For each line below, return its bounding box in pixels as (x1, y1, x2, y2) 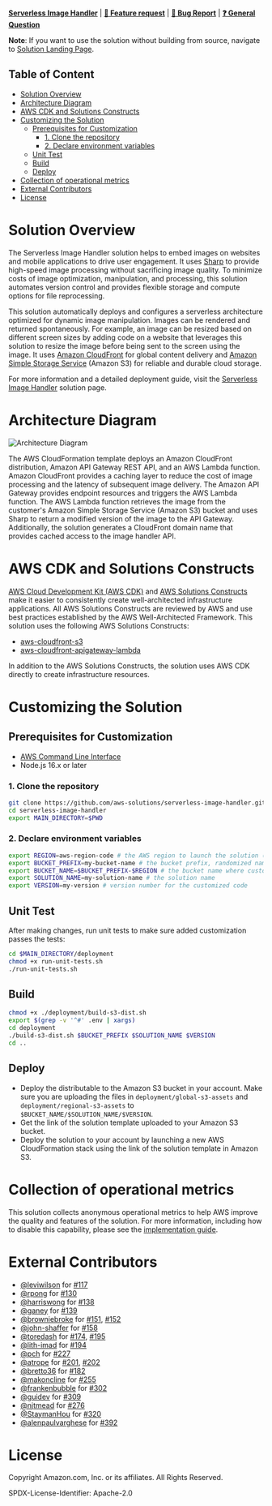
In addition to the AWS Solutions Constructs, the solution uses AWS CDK (8, 661, 250, 671)
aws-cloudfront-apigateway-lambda (19, 645, 142, 654)
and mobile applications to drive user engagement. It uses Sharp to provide (8, 256, 260, 266)
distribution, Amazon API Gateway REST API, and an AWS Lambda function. (8, 462, 261, 472)
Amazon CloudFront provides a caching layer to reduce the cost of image (8, 470, 253, 480)
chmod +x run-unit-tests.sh (8, 957, 104, 965)
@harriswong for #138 (19, 1297, 95, 1306)
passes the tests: (8, 934, 66, 944)
